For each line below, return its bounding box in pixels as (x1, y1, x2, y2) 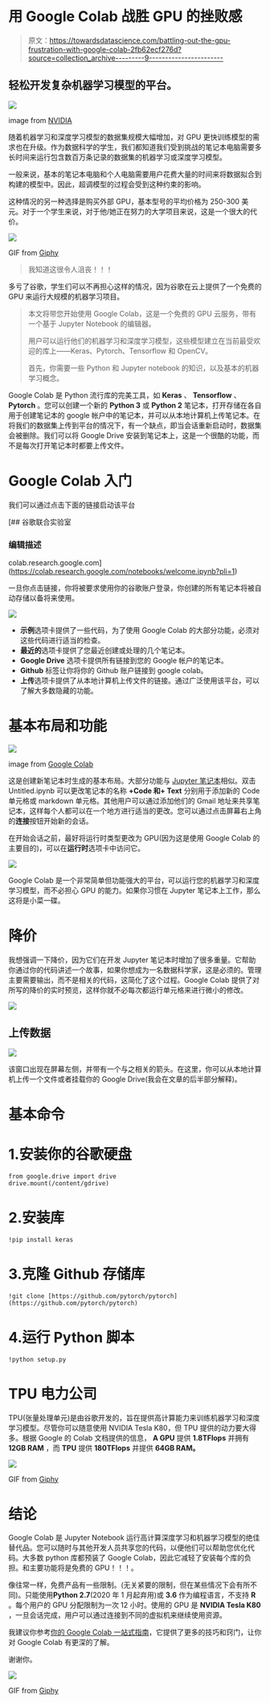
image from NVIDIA (8, 115, 72, 125)
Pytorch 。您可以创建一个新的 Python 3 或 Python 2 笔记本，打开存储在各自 (8, 400, 262, 410)
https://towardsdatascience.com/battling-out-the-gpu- (49, 35, 231, 45)
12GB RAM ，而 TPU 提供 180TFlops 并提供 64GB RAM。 (8, 1443, 200, 1453)
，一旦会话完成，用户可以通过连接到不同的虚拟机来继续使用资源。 (8, 1610, 227, 1620)
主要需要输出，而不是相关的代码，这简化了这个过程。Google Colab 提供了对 (8, 975, 260, 985)
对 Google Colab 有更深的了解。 (8, 1638, 114, 1647)
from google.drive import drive (8, 1172, 117, 1180)
